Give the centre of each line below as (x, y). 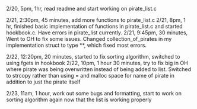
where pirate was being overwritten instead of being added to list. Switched (99, 69)
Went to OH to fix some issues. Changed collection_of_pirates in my (89, 39)
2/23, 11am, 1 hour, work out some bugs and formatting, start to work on (94, 93)
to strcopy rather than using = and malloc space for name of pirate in (90, 76)
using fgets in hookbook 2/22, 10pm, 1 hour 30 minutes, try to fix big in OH (97, 63)
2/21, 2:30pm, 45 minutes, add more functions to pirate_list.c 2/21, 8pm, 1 (96, 20)
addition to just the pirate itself (43, 82)
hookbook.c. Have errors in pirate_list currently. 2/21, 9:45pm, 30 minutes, (97, 33)
